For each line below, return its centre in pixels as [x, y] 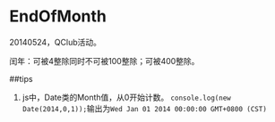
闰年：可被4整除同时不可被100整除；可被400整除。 [104, 61]
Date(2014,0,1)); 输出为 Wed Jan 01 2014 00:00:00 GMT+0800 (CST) [144, 108]
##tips [21, 78]
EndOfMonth [58, 16]
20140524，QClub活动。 [55, 42]
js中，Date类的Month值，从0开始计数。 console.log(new [126, 97]
